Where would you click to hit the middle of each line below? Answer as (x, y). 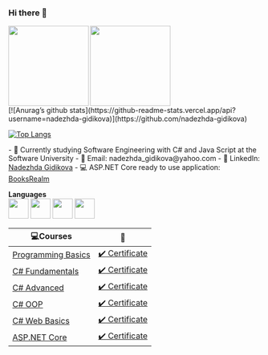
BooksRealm (29, 179)
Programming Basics (51, 254)
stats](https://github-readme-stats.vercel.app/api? (153, 111)
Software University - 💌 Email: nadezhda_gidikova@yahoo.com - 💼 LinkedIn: (134, 159)
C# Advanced (38, 288)
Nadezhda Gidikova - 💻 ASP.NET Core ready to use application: (114, 167)
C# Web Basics (41, 321)
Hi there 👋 (28, 13)
